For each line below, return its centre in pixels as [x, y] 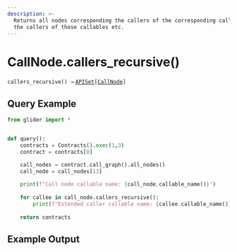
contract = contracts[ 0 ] [56, 152]
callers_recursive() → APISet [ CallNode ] [67, 82]
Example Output [43, 239]
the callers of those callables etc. [69, 27]
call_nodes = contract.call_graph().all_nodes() [93, 164]
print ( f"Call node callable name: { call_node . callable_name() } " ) [118, 184]
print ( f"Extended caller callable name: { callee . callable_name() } [132, 204]
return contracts [45, 217]
